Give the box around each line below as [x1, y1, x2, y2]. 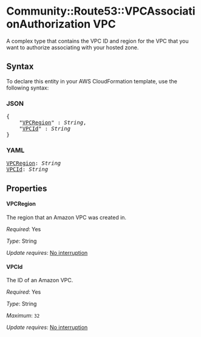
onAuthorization [6, 17, 91, 31]
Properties [6, 183, 47, 193]
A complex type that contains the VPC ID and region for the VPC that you [6, 37, 189, 44]
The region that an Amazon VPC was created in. [6, 214, 126, 221]
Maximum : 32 [6, 312, 40, 319]
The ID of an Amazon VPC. [6, 277, 73, 284]
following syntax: [6, 84, 49, 91]
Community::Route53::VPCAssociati [6, 4, 196, 18]
